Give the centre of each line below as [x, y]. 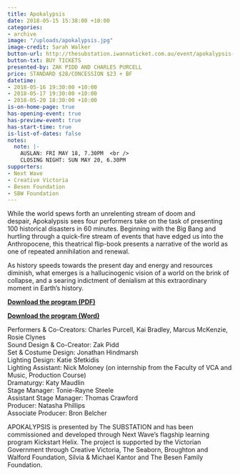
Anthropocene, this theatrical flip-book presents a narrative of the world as [118, 244]
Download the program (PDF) [51, 302]
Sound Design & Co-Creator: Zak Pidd [63, 345]
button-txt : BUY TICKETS [44, 61]
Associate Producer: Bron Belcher [57, 413]
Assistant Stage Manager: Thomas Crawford [73, 398]
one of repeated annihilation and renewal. [69, 251]
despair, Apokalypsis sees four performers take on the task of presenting [115, 221]
